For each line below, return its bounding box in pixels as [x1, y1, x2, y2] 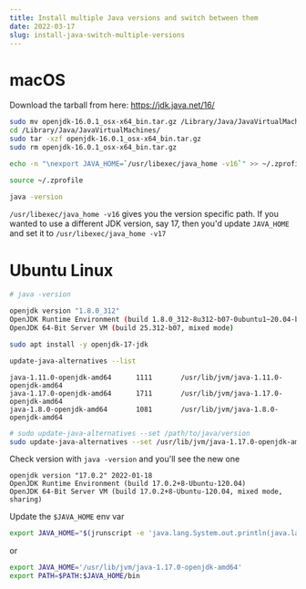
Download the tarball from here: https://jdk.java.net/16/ [9, 99, 216, 110]
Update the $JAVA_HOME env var [9, 511, 125, 522]
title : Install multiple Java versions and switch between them [9, 13, 259, 23]
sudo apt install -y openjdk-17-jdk [9, 339, 148, 349]
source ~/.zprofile [9, 175, 84, 185]
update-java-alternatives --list [9, 356, 137, 366]
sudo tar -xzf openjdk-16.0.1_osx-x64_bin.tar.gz [9, 134, 202, 144]
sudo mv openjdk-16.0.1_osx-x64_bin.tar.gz [9, 118, 178, 127]
